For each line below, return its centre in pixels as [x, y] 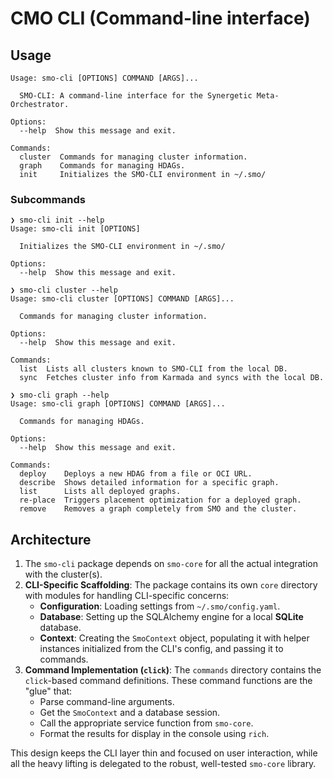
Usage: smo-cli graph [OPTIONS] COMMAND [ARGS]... [118, 404]
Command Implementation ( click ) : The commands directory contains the [173, 670]
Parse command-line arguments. [107, 702]
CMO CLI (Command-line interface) [160, 18]
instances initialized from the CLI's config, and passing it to [161, 649]
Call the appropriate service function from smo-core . [146, 723]
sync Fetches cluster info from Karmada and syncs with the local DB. [172, 378]
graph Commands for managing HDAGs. [102, 166]
